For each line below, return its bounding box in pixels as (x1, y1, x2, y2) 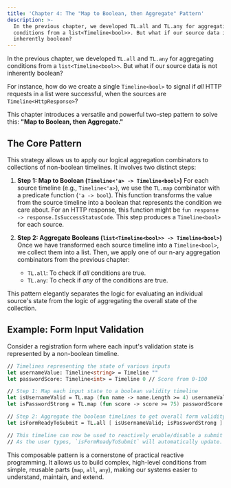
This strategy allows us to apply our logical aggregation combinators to (7, 155, 208, 164)
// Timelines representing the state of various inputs (7, 362, 170, 370)
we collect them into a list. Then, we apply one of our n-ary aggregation (16, 248, 221, 256)
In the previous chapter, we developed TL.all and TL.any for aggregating (7, 54, 214, 63)
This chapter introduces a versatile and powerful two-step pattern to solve (7, 111, 218, 119)
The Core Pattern (7, 137, 82, 149)
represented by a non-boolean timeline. (7, 349, 119, 357)
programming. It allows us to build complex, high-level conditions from (7, 458, 207, 466)
